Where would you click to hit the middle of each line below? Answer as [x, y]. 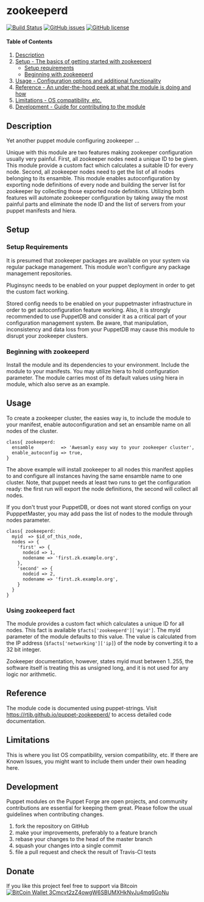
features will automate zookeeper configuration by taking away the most [97, 197]
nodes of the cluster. [32, 431]
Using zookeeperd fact [40, 610]
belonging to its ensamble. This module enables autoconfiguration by [93, 178]
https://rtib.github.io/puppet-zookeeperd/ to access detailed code [89, 714]
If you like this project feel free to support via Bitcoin [72, 886]
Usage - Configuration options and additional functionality [88, 81]
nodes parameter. [28, 520]
